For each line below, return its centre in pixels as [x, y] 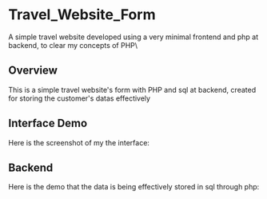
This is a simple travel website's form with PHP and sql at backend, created [132, 90]
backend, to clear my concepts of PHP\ [73, 45]
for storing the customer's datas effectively [79, 98]
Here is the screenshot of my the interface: [79, 142]
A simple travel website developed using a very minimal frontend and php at [133, 37]
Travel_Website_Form [82, 15]
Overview [33, 71]
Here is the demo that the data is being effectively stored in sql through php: [134, 187]
